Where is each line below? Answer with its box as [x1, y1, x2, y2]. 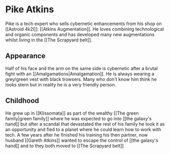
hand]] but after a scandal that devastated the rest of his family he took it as [5, 121, 165, 127]
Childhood [5, 96, 39, 105]
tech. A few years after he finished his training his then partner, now [5, 131, 148, 138]
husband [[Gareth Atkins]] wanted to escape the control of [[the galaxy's [5, 137, 158, 143]
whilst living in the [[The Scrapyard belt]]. [5, 37, 93, 43]
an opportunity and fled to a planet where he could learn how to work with [5, 126, 162, 133]
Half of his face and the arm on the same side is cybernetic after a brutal [5, 65, 158, 71]
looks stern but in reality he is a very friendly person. [5, 81, 116, 87]
